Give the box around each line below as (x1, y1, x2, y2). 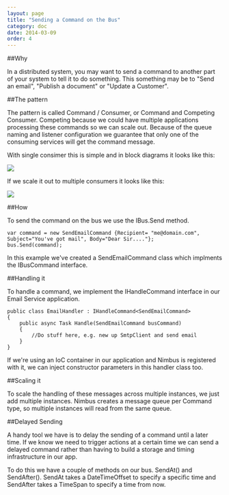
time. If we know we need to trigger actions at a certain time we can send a (7, 438, 219, 446)
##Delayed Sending (7, 418, 63, 426)
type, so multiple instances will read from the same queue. (7, 405, 172, 413)
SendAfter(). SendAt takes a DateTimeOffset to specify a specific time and (7, 473, 217, 481)
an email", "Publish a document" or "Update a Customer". (7, 82, 169, 90)
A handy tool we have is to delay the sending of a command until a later (7, 431, 208, 439)
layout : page (7, 10, 44, 17)
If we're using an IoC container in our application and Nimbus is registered (7, 356, 217, 364)
